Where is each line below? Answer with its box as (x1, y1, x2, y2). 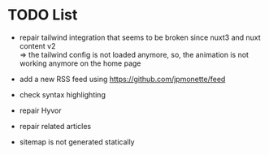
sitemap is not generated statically (19, 136, 135, 147)
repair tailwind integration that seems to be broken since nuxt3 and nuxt (19, 32, 261, 42)
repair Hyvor (19, 105, 62, 115)
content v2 (19, 41, 56, 50)
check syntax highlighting (19, 89, 106, 99)
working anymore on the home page (19, 58, 141, 68)
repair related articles (19, 121, 91, 131)
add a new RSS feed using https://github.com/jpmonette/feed (19, 74, 226, 84)
